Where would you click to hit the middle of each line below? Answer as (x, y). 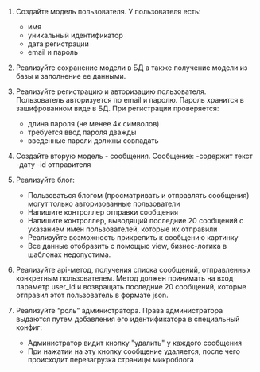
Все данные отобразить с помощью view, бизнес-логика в (127, 246)
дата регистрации (58, 44)
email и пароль (52, 52)
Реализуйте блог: (45, 180)
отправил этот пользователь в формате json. (92, 295)
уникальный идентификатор (75, 35)
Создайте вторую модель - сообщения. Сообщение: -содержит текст (134, 156)
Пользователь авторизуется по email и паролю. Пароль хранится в (130, 100)
